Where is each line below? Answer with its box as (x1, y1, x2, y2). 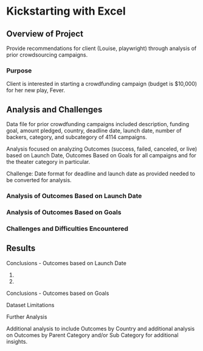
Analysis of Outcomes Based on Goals (6, 208, 122, 216)
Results (6, 243, 36, 253)
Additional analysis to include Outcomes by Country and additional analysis (6, 325, 195, 332)
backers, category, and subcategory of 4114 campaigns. (6, 133, 147, 141)
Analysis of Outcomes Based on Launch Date (6, 192, 142, 200)
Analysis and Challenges (6, 104, 103, 115)
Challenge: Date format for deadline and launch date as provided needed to (6, 170, 196, 177)
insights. (6, 338, 28, 345)
